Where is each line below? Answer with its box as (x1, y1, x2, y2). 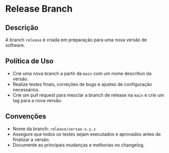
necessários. (12, 86, 40, 93)
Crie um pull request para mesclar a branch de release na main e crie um (12, 92, 164, 98)
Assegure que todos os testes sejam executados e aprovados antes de (12, 131, 161, 137)
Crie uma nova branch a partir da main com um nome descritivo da (12, 70, 152, 76)
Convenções (5, 112, 47, 121)
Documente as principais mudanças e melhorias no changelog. (12, 142, 145, 148)
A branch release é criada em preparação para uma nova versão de (5, 37, 147, 43)
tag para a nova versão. (12, 97, 62, 103)
